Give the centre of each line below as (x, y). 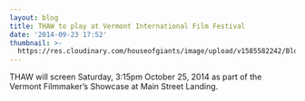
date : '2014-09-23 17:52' (58, 34)
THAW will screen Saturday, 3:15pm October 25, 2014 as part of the (136, 77)
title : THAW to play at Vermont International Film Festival (128, 26)
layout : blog (34, 18)
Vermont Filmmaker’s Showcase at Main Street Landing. (114, 87)
